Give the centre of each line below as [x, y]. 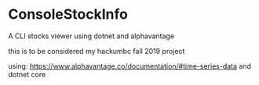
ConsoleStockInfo [68, 14]
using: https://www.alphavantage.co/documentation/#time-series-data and [129, 66]
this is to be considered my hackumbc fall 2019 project [97, 51]
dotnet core [27, 74]
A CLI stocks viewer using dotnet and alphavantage [91, 36]
